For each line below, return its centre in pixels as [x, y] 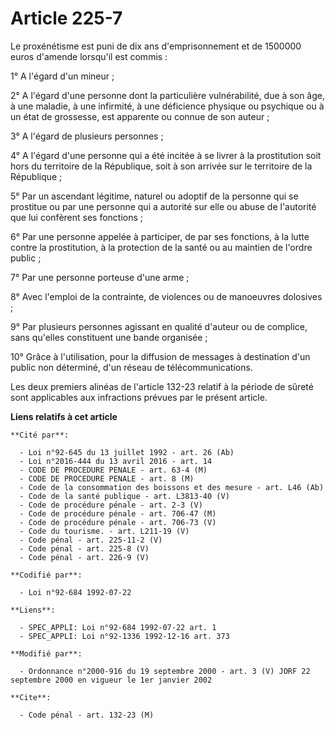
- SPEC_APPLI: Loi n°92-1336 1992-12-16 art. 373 [124, 636]
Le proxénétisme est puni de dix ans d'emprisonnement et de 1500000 [156, 46]
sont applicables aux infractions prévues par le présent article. [139, 397]
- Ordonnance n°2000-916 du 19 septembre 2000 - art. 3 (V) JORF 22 [165, 671]
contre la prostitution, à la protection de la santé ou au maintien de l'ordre [161, 247]
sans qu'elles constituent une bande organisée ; [109, 337]
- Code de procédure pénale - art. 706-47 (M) [118, 513]
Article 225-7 [66, 18]
